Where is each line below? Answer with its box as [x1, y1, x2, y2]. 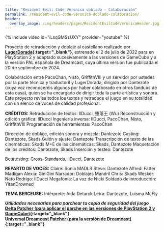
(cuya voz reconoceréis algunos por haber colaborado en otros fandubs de [5, 85, 157, 91]
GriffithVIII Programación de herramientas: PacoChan [5, 121, 113, 127]
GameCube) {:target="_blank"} [5, 211, 70, 217]
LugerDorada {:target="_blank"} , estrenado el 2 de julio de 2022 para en [5, 49, 154, 55]
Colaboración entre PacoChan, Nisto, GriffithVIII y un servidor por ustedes [5, 74, 155, 80]
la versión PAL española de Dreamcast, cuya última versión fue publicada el [5, 59, 159, 65]
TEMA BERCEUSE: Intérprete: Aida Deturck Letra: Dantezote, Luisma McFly [5, 191, 158, 197]
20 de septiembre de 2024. [5, 65, 60, 71]
